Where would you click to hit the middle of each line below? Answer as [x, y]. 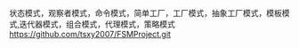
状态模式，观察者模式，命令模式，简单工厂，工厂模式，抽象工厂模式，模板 [145, 13]
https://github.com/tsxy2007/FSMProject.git [90, 34]
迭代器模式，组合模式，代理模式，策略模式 [97, 24]
